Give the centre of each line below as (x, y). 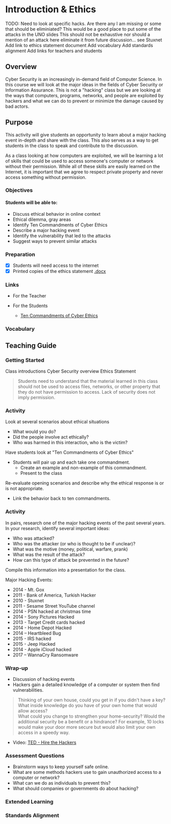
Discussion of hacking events (44, 679)
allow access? (32, 711)
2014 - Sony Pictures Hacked (43, 616)
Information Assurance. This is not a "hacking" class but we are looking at (83, 90)
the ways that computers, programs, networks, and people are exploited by (84, 95)
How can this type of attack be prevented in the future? (71, 560)
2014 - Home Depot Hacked (42, 628)
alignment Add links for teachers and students (54, 51)
